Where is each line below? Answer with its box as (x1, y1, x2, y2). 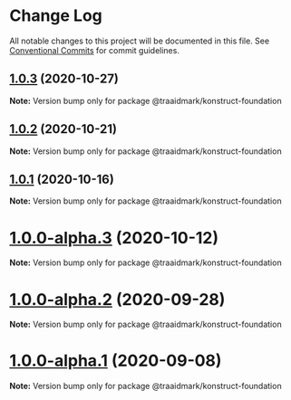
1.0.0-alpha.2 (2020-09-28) (9, 289, 226, 310)
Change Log (9, 5, 102, 26)
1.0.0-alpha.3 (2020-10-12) (9, 227, 219, 248)
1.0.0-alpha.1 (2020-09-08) (9, 350, 222, 371)
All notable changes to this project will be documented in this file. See (9, 35, 270, 46)
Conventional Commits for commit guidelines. (9, 44, 179, 55)
